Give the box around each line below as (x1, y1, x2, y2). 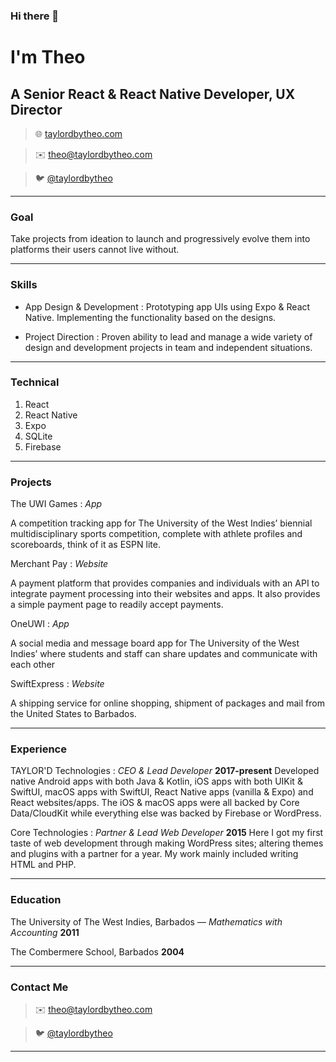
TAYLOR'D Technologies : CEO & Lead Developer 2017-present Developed (10, 765, 320, 777)
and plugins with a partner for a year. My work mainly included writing (10, 848, 299, 860)
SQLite (24, 430, 53, 442)
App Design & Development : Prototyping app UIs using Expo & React (24, 300, 311, 313)
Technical (10, 375, 60, 389)
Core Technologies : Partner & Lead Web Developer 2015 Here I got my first (10, 827, 324, 839)
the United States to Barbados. (10, 708, 137, 720)
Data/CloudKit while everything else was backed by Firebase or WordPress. (10, 807, 322, 819)
